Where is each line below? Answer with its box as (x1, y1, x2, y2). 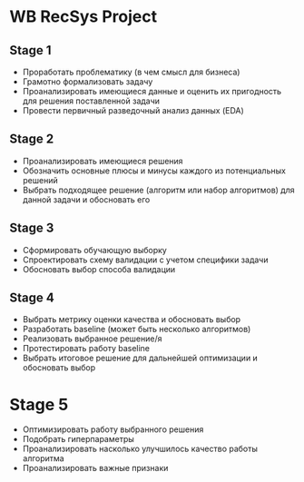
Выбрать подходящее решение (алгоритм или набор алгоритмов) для (22, 184, 295, 195)
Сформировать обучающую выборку (22, 244, 168, 255)
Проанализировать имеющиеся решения (22, 155, 183, 166)
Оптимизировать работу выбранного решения (22, 424, 204, 435)
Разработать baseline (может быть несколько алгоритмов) (22, 324, 251, 335)
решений (22, 174, 58, 185)
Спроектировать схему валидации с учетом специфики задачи (22, 254, 269, 265)
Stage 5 (9, 394, 69, 415)
